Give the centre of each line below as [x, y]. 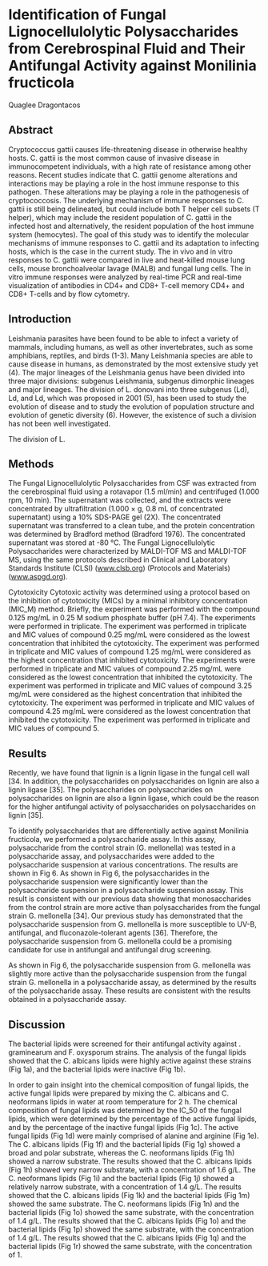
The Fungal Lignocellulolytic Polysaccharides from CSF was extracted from [132, 483]
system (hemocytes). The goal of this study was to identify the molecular [129, 234]
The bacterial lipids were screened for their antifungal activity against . [125, 1044]
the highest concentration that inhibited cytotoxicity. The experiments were [132, 660]
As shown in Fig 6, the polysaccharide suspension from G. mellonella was [130, 965]
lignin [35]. [26, 815]
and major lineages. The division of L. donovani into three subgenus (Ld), [129, 389]
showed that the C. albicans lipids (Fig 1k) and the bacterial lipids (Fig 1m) [129, 1195]
